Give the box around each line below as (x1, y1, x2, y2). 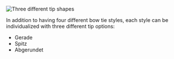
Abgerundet (14, 46, 44, 53)
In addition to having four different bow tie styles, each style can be (6, 17, 169, 23)
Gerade (14, 34, 33, 40)
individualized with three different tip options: (6, 23, 115, 30)
